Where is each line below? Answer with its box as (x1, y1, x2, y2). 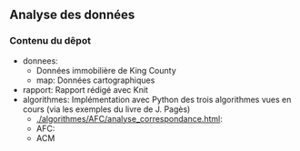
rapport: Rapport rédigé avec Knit (22, 84, 148, 95)
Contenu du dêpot (9, 35, 91, 47)
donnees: (22, 55, 59, 66)
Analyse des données (9, 7, 135, 23)
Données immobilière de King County (35, 65, 177, 75)
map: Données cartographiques (35, 75, 155, 86)
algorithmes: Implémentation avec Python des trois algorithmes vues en (22, 94, 292, 105)
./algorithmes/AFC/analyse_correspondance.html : (35, 113, 223, 124)
